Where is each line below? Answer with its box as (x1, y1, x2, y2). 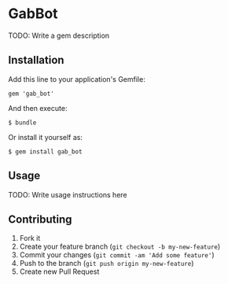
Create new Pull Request (19, 267, 100, 276)
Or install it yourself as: (8, 132, 83, 142)
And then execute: (8, 103, 68, 112)
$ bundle (8, 119, 37, 127)
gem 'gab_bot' (8, 90, 55, 98)
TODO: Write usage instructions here (8, 190, 127, 199)
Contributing (8, 212, 72, 226)
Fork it (19, 234, 41, 243)
